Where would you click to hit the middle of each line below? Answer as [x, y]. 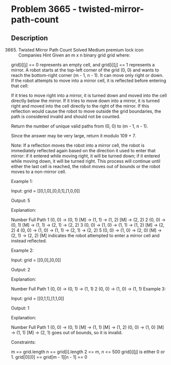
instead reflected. [29, 241]
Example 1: [22, 181]
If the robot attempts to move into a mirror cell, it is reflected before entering [89, 81]
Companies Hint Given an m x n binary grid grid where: [74, 55]
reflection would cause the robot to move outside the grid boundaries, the [86, 111]
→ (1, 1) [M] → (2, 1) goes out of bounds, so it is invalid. [67, 333]
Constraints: [23, 342]
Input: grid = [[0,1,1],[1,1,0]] [38, 298]
